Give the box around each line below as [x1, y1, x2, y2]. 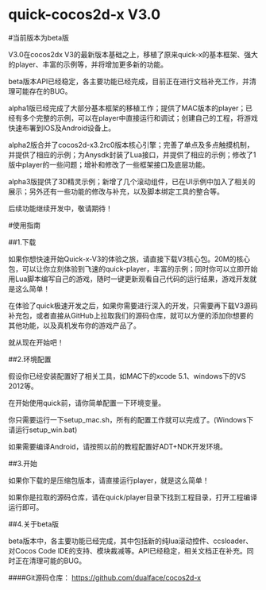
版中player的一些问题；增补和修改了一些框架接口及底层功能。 [8, 160, 210, 169]
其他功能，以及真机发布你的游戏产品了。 [8, 320, 141, 330]
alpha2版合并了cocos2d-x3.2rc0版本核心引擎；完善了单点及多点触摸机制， [8, 140, 254, 149]
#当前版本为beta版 [8, 33, 70, 42]
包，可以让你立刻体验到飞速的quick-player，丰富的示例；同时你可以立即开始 [8, 264, 258, 273]
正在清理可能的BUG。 [14, 556, 87, 565]
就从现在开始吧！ [8, 337, 64, 347]
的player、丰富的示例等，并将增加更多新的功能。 [8, 60, 168, 69]
